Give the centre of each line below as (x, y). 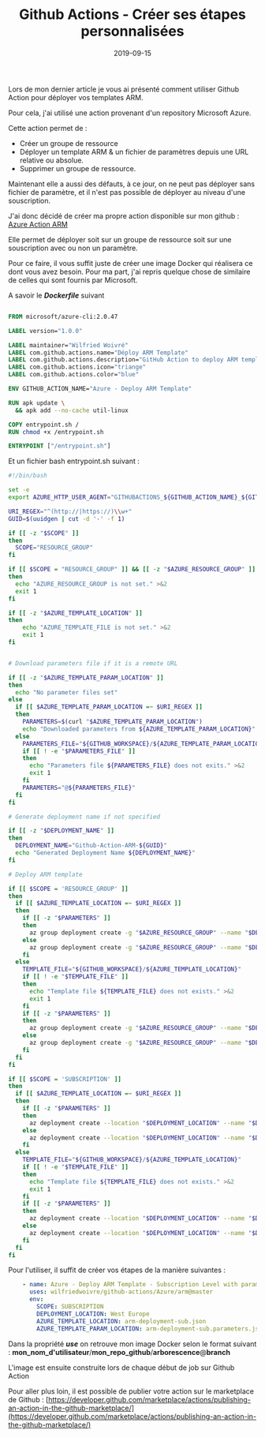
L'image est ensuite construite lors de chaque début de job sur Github (121, 1368)
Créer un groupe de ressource (69, 143)
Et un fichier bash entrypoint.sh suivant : (74, 461)
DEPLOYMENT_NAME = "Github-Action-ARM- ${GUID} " (91, 846)
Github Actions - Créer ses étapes (132, 15)
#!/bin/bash (28, 476)
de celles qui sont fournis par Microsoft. (73, 280)
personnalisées (132, 31)
